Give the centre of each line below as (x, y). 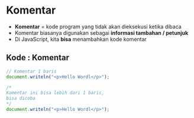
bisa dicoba (21, 99)
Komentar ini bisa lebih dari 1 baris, (55, 93)
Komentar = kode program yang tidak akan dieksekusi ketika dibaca (98, 27)
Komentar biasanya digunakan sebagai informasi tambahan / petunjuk (101, 32)
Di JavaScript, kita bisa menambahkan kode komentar (80, 39)
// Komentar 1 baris (32, 71)
